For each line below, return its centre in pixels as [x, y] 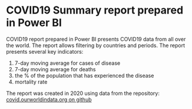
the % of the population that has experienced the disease [84, 75]
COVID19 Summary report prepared [95, 10]
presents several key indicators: [45, 51]
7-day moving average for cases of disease [67, 63]
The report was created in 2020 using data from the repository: [83, 93]
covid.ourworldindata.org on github [49, 99]
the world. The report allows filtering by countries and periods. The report [96, 45]
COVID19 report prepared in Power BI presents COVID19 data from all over [96, 39]
